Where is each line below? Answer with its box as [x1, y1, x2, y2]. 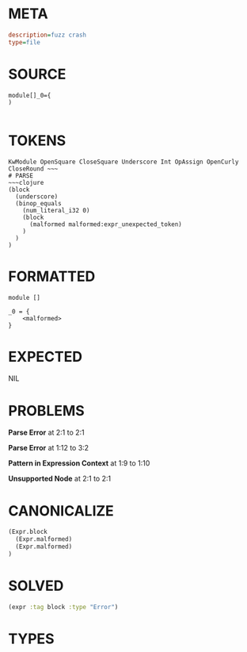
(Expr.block [8, 528, 47, 536]
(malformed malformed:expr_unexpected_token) [28, 220, 182, 228]
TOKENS [8, 132, 66, 149]
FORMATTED [8, 267, 96, 286]
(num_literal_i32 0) [22, 206, 90, 214]
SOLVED [8, 577, 64, 595]
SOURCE [8, 65, 66, 83]
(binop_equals [15, 199, 62, 207]
